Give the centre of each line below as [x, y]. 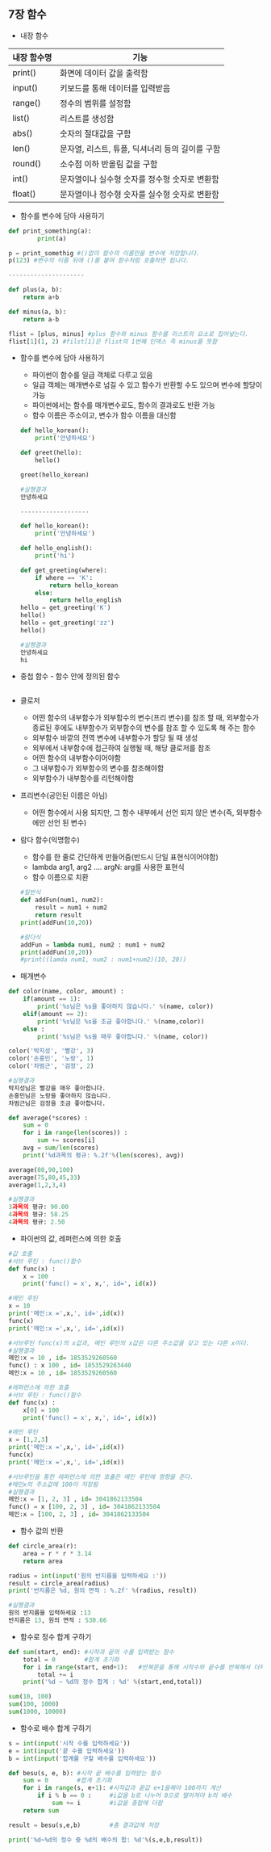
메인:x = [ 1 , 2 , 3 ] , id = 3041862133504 [75, 1499]
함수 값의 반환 [42, 1531]
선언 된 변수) [67, 823]
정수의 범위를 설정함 [95, 103]
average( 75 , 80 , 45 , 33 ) [45, 1178]
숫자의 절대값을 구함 [95, 133]
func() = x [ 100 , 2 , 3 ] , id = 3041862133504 [84, 1507]
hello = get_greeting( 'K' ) [65, 608]
